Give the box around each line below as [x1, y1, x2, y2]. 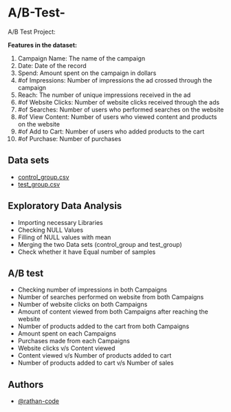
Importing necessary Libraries [17, 218, 103, 226]
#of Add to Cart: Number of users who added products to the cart [17, 127, 205, 135]
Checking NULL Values [17, 226, 84, 234]
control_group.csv [17, 173, 69, 181]
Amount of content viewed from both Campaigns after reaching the [17, 307, 208, 316]
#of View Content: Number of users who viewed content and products [17, 112, 217, 121]
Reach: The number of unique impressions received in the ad [17, 91, 191, 99]
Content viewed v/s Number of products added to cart [17, 351, 172, 360]
